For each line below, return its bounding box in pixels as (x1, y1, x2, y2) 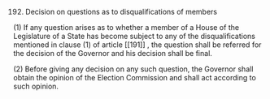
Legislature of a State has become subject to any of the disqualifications (13, 32, 255, 41)
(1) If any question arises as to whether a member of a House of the (13, 23, 239, 32)
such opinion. (13, 81, 59, 91)
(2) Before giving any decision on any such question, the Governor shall (13, 64, 254, 74)
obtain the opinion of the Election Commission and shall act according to (13, 73, 257, 82)
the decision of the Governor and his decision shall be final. (13, 49, 212, 58)
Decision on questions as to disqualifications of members (24, 7, 218, 16)
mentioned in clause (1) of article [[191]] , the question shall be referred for (13, 40, 262, 49)
